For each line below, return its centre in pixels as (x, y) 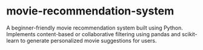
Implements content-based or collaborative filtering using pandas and (93, 34)
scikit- (189, 34)
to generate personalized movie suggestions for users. (88, 40)
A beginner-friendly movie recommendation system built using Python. (95, 28)
